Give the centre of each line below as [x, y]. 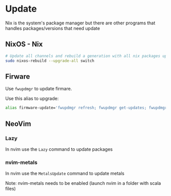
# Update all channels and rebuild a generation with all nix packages [83, 56]
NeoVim [18, 124]
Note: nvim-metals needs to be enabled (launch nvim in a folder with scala [83, 183]
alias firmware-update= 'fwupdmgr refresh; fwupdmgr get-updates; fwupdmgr [86, 108]
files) [11, 189]
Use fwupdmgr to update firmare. [39, 89]
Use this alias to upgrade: [32, 99]
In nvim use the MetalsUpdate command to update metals [65, 174]
